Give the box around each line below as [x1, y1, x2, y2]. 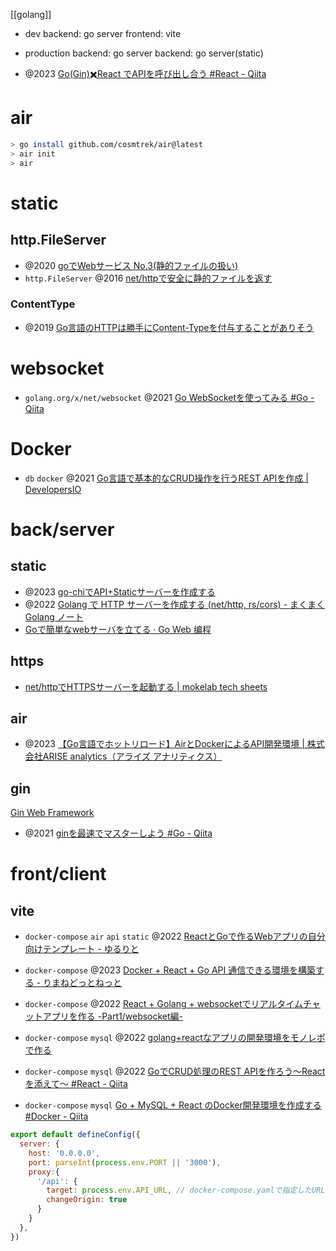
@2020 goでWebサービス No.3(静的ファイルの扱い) [24, 259, 239, 271]
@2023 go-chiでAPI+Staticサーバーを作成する [24, 585, 216, 598]
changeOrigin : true [46, 1195, 128, 1205]
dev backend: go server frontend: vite [24, 28, 182, 39]
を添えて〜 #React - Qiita [24, 1078, 128, 1090]
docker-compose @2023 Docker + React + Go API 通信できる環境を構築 [24, 964, 316, 976]
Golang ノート [24, 610, 84, 623]
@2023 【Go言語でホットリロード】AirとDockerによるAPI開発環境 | [24, 738, 305, 750]
